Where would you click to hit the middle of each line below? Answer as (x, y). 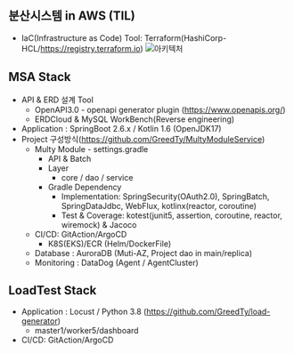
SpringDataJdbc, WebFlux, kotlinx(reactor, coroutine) (159, 205)
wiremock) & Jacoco (99, 224)
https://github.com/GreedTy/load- (208, 312)
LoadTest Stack (53, 290)
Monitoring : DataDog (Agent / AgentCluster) (117, 262)
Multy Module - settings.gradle (91, 149)
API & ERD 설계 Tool (57, 100)
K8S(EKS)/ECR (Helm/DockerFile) (109, 244)
